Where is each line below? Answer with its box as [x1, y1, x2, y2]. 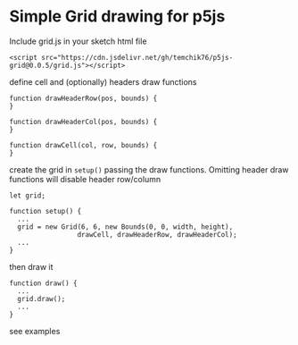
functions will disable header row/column [9, 173, 161, 184]
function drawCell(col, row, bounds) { [9, 140, 158, 149]
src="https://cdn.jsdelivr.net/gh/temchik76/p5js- [41, 53, 234, 62]
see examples [9, 325, 61, 336]
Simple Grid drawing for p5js [9, 6, 226, 27]
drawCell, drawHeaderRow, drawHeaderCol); [77, 230, 238, 239]
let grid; [9, 190, 46, 200]
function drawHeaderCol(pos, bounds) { [9, 117, 158, 126]
